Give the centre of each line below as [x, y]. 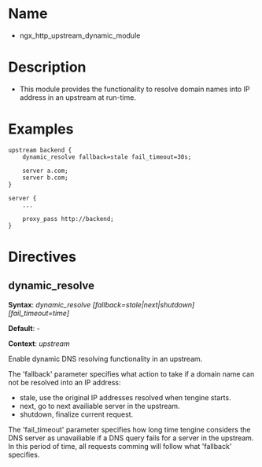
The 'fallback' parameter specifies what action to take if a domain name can [131, 373]
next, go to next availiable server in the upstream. [100, 406]
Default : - [24, 328]
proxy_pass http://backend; [68, 219]
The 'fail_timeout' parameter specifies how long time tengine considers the [129, 429]
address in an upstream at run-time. [77, 97]
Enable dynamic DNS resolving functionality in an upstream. [105, 359]
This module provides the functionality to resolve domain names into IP [135, 89]
